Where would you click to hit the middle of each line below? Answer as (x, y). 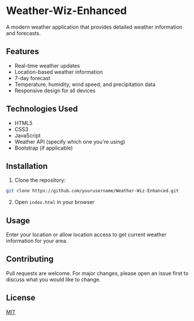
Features (22, 52)
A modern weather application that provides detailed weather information (94, 27)
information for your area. (37, 241)
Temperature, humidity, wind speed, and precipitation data (85, 84)
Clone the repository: (40, 180)
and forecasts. (23, 33)
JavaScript (27, 135)
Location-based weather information (59, 72)
